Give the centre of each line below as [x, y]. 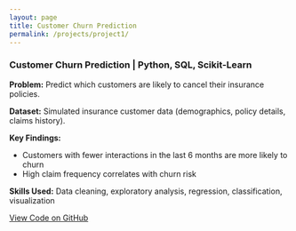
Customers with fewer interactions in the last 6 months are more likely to [155, 155]
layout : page [33, 17]
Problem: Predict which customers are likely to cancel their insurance [137, 84]
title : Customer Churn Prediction [73, 26]
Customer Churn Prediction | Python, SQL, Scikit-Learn [131, 65]
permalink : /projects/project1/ [69, 34]
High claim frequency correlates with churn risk [109, 173]
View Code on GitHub [49, 218]
